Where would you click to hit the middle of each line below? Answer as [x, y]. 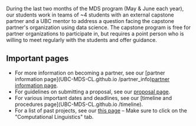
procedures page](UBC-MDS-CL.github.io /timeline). [79, 104]
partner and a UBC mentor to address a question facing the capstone [90, 21]
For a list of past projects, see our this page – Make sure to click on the [101, 110]
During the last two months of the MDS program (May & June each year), [95, 9]
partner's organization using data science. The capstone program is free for [98, 27]
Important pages [37, 59]
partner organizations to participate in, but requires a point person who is [95, 34]
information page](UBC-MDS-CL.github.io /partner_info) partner [92, 79]
